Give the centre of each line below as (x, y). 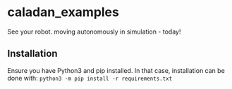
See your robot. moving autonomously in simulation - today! (94, 32)
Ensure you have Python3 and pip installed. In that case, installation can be (116, 70)
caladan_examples (63, 12)
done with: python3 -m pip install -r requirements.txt (90, 78)
